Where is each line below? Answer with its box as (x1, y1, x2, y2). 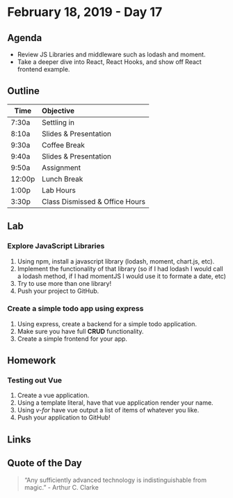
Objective (41, 106, 75, 115)
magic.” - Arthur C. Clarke (24, 483, 99, 491)
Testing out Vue (7, 376, 63, 385)
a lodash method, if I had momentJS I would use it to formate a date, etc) (17, 272, 226, 280)
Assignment (41, 163, 81, 172)
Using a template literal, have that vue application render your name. (17, 399, 214, 407)
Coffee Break (41, 140, 86, 150)
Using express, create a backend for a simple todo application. (17, 319, 197, 328)
